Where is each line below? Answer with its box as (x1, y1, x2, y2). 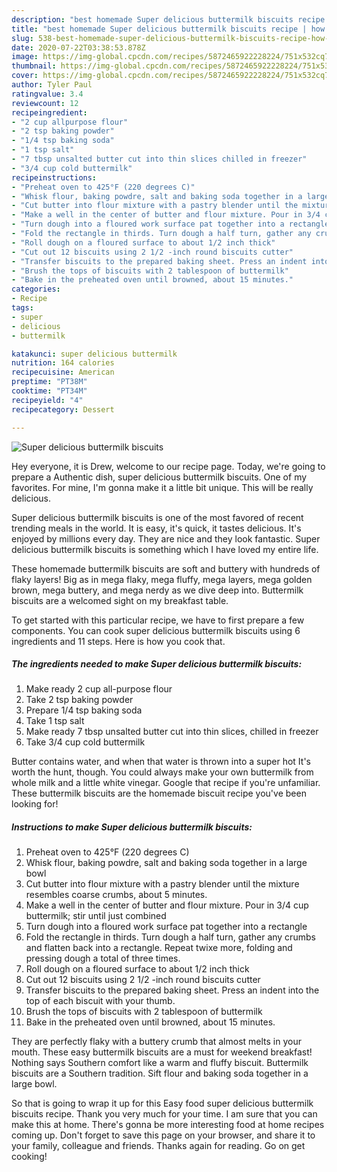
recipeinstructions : (11, 172, 98, 183)
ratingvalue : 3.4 (11, 89, 84, 99)
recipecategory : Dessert (11, 404, 115, 415)
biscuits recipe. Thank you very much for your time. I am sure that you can (11, 1108, 318, 1120)
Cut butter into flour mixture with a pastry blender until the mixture (25, 878, 300, 890)
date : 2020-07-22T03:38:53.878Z (11, 42, 146, 53)
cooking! (11, 1151, 48, 1163)
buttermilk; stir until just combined (25, 910, 167, 922)
